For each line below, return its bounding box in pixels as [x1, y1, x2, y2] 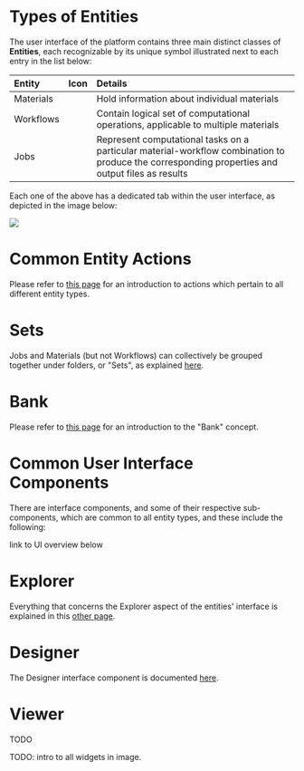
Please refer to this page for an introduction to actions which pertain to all [9, 278, 284, 289]
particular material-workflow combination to [96, 144, 285, 157]
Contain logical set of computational [96, 107, 251, 120]
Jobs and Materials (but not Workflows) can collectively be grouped [9, 350, 263, 361]
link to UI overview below [9, 539, 104, 550]
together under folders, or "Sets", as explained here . [9, 360, 204, 371]
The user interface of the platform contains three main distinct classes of [9, 36, 281, 47]
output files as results [96, 167, 188, 179]
